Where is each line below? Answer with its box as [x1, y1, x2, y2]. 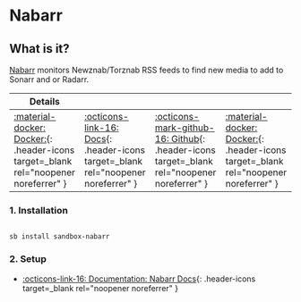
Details [30, 96, 60, 107]
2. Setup [9, 253, 47, 265]
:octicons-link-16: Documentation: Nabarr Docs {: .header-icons [21, 273, 256, 284]
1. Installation [9, 204, 69, 216]
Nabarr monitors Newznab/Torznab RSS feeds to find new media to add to [9, 64, 284, 75]
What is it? [9, 41, 70, 56]
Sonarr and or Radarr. [9, 74, 90, 85]
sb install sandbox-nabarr [9, 232, 110, 241]
